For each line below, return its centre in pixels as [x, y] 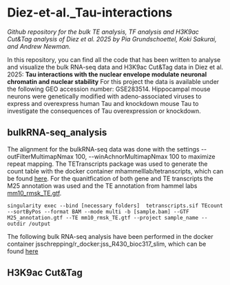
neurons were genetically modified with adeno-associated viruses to [104, 96]
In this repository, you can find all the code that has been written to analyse [114, 59]
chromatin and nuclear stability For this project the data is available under [113, 81]
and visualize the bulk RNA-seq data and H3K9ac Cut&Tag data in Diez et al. [115, 67]
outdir [17, 224]
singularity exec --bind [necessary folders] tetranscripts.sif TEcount [115, 205]
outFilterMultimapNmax [41, 156]
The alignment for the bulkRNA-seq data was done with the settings [103, 149]
